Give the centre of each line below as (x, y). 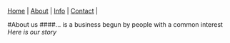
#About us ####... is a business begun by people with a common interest (115, 24)
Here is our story (32, 32)
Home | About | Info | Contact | (53, 11)
